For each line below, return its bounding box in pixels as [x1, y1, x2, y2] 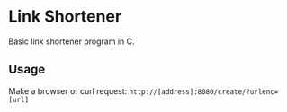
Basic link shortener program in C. [8, 36, 135, 47]
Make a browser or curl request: [8, 85, 128, 96]
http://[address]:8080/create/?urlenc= [129, 87, 279, 96]
